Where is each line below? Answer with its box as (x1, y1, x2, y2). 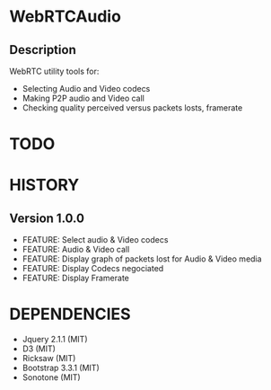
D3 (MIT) (22, 343, 57, 354)
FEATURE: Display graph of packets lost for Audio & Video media (22, 253, 262, 264)
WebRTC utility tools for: (9, 66, 100, 76)
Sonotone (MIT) (22, 372, 81, 383)
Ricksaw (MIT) (22, 353, 76, 364)
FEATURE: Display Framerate (22, 272, 130, 284)
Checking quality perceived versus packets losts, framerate (22, 102, 243, 113)
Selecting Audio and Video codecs (22, 84, 151, 93)
